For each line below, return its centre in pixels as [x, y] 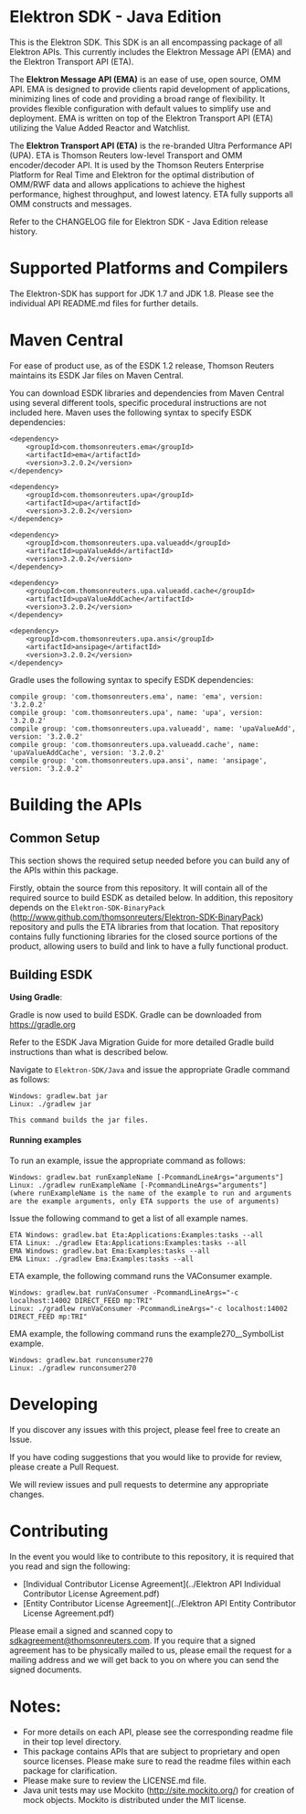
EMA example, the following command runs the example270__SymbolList [147, 1333]
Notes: [36, 1706]
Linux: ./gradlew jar [51, 1104]
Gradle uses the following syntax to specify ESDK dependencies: [132, 679]
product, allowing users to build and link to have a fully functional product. [149, 946]
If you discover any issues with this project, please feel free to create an [145, 1429]
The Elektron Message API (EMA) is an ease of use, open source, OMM [145, 79]
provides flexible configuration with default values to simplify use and [140, 108]
